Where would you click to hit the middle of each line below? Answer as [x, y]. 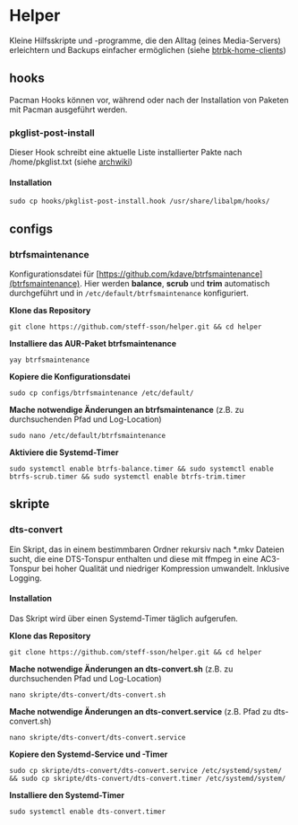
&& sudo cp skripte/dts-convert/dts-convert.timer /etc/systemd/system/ [148, 778]
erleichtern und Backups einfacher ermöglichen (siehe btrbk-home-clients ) [148, 49]
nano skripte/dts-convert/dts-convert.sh [88, 695]
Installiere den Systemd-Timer [67, 794]
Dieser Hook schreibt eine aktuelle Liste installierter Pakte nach [126, 153]
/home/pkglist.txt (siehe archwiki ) [71, 162]
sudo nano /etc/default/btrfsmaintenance [88, 435]
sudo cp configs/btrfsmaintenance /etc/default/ [102, 393]
